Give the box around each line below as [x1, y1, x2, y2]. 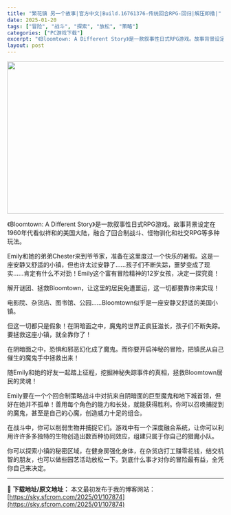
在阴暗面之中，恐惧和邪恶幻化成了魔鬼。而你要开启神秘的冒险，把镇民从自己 [7, 345, 224, 353]
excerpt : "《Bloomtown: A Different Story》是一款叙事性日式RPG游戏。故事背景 [7, 36, 215, 43]
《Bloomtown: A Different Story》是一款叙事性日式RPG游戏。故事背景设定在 [7, 220, 216, 228]
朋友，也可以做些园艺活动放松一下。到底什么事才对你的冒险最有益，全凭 [19, 456, 224, 463]
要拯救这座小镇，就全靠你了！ [7, 330, 91, 339]
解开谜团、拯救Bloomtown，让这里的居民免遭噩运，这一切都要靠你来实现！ [7, 284, 220, 292]
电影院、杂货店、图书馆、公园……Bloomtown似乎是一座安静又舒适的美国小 [7, 299, 219, 307]
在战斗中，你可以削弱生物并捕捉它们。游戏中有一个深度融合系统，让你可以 [7, 423, 218, 432]
